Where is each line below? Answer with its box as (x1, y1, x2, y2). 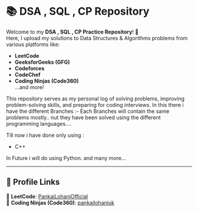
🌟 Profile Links (6, 177, 60, 187)
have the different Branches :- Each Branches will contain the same (6, 107, 170, 115)
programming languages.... (6, 120, 72, 127)
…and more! (14, 83, 44, 90)
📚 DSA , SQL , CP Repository (6, 5, 150, 18)
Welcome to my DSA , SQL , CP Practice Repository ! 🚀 (6, 28, 139, 35)
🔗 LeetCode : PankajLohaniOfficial (6, 193, 88, 200)
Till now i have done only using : (6, 131, 84, 139)
